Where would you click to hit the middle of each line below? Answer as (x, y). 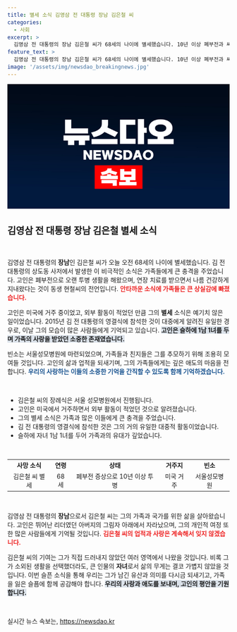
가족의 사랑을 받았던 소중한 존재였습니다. (69, 339)
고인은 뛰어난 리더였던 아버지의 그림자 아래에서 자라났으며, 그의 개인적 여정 (119, 524)
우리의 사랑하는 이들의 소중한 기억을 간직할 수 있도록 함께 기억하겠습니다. (127, 372)
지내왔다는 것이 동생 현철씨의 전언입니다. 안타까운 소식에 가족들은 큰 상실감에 (112, 289)
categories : (25, 22)
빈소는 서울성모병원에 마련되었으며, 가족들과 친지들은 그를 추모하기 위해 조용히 (115, 354)
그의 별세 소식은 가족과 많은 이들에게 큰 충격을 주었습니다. (97, 418)
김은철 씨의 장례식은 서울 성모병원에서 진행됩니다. (85, 400)
